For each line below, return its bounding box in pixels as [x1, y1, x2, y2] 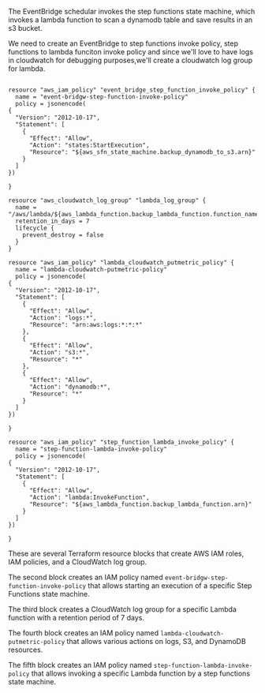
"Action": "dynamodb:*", [28, 383, 111, 391]
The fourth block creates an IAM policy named [8, 628, 159, 638]
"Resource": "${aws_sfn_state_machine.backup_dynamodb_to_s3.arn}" [28, 148, 256, 156]
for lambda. [8, 64, 46, 73]
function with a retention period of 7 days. [8, 613, 144, 622]
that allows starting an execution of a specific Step [88, 581, 252, 590]
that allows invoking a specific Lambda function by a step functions [31, 669, 251, 678]
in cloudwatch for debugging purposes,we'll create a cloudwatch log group [8, 55, 253, 65]
